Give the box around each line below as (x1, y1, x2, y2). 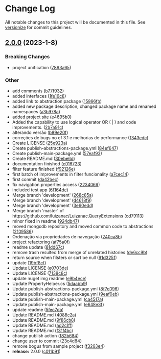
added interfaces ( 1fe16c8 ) (12, 93, 66, 99)
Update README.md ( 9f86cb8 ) (12, 317, 76, 323)
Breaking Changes (5, 53, 50, 60)
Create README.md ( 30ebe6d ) (12, 155, 75, 161)
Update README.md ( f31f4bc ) (12, 327, 73, 333)
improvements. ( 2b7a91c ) (12, 124, 64, 130)
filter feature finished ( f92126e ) (12, 166, 75, 172)
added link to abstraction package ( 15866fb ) (12, 98, 102, 104)
